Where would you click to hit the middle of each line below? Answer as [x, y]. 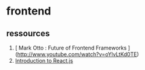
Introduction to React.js [44, 61]
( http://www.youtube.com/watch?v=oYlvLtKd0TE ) [77, 54]
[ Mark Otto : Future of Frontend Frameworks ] [72, 48]
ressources [28, 33]
